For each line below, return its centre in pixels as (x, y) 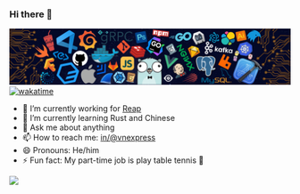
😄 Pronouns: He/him (61, 150)
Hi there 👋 (31, 14)
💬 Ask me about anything (68, 127)
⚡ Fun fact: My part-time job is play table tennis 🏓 (113, 160)
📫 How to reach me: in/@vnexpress (89, 137)
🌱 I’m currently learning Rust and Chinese (99, 117)
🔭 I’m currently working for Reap (82, 108)
